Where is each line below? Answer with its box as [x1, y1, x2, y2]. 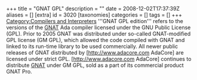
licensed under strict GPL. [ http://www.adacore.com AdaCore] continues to [6, 56, 192, 62]
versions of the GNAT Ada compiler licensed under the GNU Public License [6, 24, 191, 31]
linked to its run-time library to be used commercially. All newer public [6, 43, 178, 50]
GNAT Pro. [6, 68, 32, 75]
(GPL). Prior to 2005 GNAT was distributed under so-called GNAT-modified [6, 30, 191, 37]
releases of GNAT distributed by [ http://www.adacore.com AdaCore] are [6, 49, 184, 56]
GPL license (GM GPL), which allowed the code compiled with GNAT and [6, 37, 185, 43]
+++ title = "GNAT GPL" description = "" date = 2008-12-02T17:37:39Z [6, 5, 180, 12]
